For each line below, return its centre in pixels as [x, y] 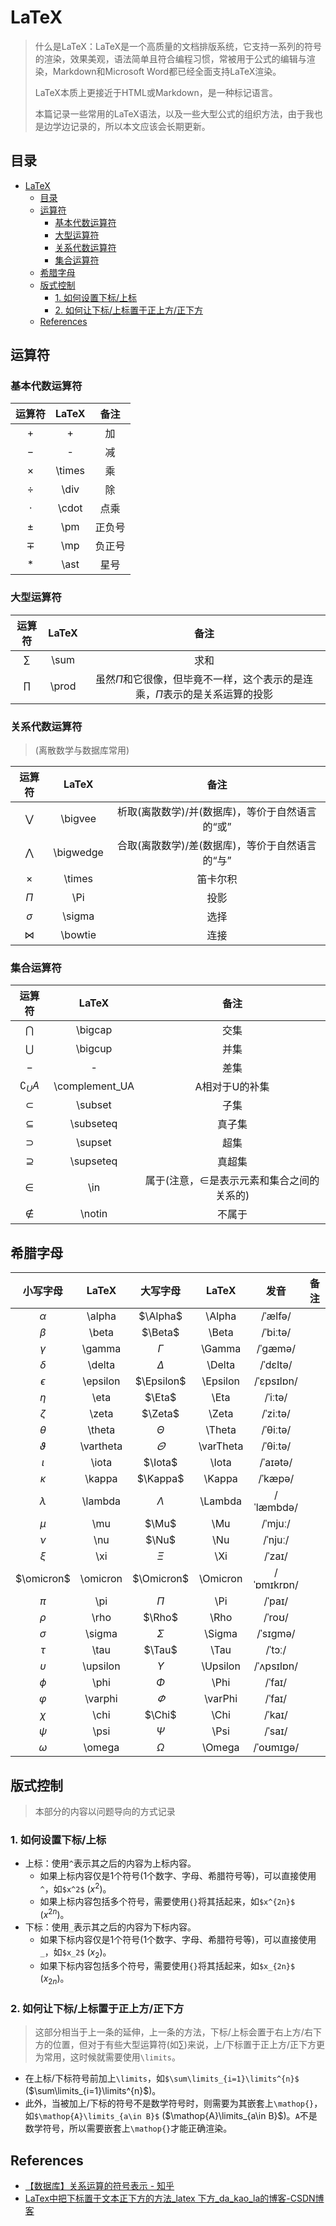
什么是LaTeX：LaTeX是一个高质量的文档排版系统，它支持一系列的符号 [178, 46]
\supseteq [93, 1161]
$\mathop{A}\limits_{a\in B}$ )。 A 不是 [241, 2116]
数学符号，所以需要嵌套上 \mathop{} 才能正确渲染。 [128, 2128]
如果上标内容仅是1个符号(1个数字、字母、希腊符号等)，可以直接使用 [178, 1876]
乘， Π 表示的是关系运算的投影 [203, 694]
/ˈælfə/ [276, 1316]
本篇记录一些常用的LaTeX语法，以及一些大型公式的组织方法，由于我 [174, 113]
